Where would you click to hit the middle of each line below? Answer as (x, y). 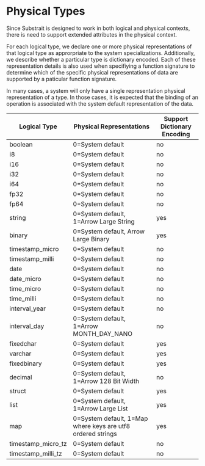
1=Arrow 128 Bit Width (106, 381)
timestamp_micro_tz (38, 443)
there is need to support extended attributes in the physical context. (92, 34)
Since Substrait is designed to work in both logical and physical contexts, (98, 28)
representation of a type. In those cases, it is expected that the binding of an (103, 97)
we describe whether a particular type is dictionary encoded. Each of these (101, 59)
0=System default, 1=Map (110, 418)
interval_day (27, 326)
